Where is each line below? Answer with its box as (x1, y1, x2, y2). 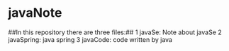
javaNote (8, 5, 62, 21)
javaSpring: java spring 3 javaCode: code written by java (8, 35, 173, 43)
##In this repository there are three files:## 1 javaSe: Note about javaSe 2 (8, 28, 222, 36)
